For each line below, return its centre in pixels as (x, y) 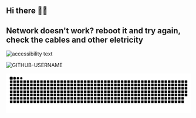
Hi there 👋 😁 (27, 11)
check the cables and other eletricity (75, 39)
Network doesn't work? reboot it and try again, (93, 31)
